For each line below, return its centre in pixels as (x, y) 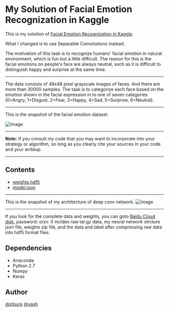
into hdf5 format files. (28, 232)
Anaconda (23, 260)
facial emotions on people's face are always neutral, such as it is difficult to (83, 64)
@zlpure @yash (22, 304)
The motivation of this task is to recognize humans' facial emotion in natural (84, 53)
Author (16, 292)
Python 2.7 (24, 266)
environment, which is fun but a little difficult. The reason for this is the (78, 58)
